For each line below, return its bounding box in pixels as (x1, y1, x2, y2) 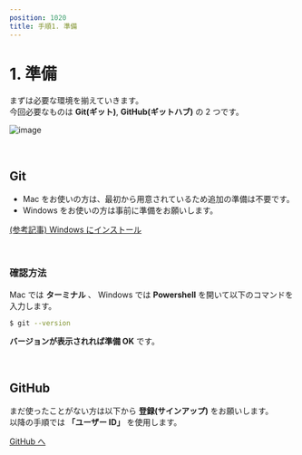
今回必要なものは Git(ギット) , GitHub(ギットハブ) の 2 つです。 (9, 106, 244, 118)
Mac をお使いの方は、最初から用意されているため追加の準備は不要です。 (22, 194, 295, 205)
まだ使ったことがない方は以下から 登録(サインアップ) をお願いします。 (9, 405, 274, 417)
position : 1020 (9, 13, 67, 23)
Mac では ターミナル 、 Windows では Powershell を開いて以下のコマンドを (9, 289, 294, 300)
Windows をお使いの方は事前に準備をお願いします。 (22, 205, 219, 216)
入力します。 (9, 300, 57, 311)
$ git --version (9, 318, 71, 327)
